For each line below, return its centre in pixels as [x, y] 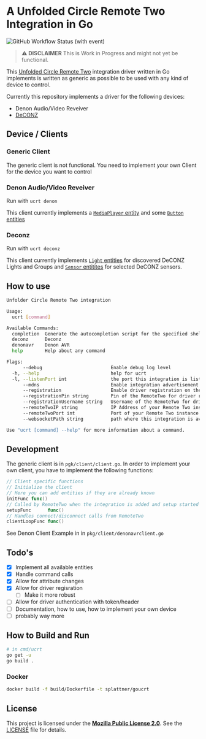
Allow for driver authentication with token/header [77, 602]
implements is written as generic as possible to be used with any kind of [97, 78]
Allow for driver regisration [49, 588]
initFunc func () [27, 499]
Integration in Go [50, 24]
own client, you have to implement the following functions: [80, 470]
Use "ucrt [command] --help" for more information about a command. [96, 430]
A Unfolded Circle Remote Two [86, 11]
